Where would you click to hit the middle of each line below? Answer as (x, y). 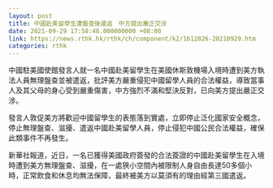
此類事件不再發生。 (41, 138)
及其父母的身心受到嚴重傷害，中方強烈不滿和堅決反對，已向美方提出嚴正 (136, 91)
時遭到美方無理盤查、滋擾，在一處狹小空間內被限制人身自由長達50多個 (127, 165)
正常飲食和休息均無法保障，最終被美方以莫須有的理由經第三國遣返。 (136, 176)
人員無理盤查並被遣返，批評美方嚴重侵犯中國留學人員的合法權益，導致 (132, 80)
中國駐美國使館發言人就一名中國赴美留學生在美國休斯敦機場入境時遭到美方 (133, 70)
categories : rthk (38, 46)
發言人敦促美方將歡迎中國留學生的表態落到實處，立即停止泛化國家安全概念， (136, 117)
